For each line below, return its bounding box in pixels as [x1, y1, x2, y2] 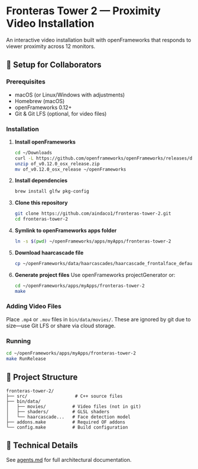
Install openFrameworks [14, 138, 76, 145]
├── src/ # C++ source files [6, 393, 123, 399]
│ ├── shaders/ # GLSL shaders [6, 409, 110, 414]
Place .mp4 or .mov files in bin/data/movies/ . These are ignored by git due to [6, 315, 191, 323]
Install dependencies [14, 177, 68, 184]
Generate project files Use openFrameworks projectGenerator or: [14, 271, 176, 278]
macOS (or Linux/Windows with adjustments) [14, 91, 125, 98]
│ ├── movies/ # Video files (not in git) [6, 403, 142, 410]
